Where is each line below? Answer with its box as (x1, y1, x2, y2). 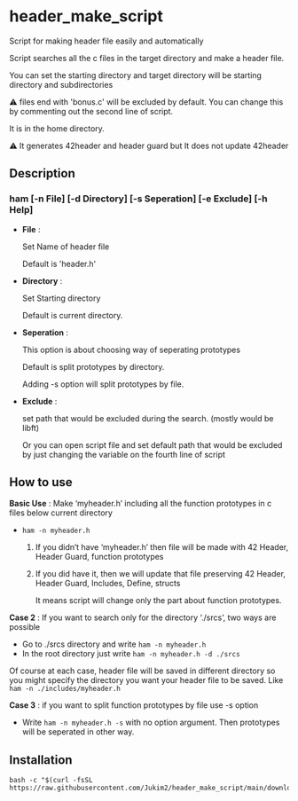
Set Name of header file (21, 241, 110, 252)
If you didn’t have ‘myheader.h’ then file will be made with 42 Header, (35, 542, 289, 553)
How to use (9, 475, 73, 490)
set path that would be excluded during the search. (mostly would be (21, 412, 274, 423)
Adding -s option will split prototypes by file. (21, 379, 184, 389)
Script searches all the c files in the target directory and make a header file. (9, 52, 285, 63)
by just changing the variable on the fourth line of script (21, 449, 226, 459)
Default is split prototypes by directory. (21, 361, 165, 372)
